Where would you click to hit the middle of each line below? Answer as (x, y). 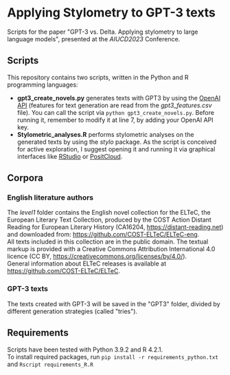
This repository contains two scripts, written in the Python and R (98, 77)
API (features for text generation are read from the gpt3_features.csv (114, 105)
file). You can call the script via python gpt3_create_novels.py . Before (116, 112)
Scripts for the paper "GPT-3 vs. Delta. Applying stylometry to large (103, 32)
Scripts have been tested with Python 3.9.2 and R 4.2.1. (85, 350)
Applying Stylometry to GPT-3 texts (112, 13)
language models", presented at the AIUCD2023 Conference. (94, 39)
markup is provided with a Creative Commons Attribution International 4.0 (111, 249)
